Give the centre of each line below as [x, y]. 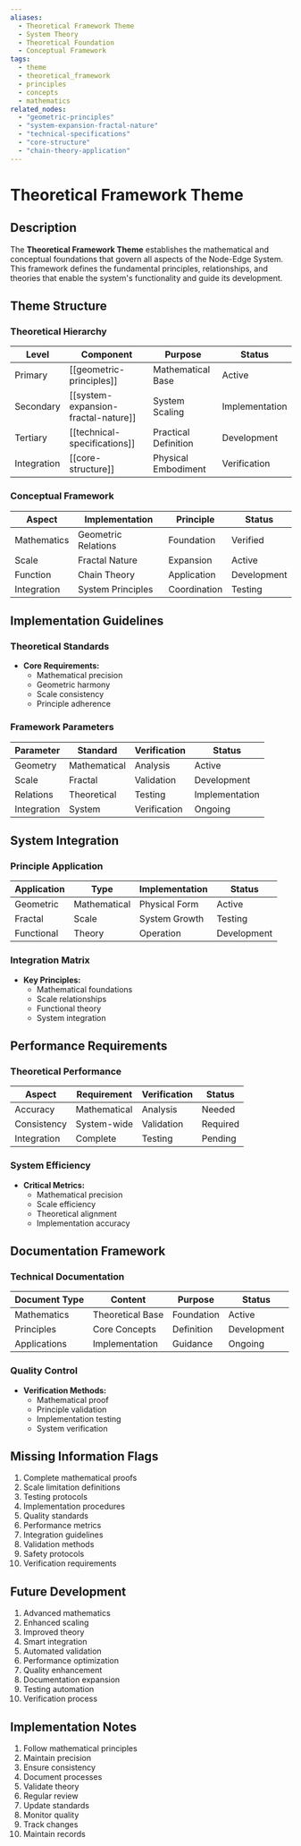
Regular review [50, 1796]
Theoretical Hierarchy [59, 331]
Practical [171, 432]
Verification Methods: [64, 1390]
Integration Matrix [50, 960]
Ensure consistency [59, 1767]
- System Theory [48, 34]
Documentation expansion [71, 1680]
